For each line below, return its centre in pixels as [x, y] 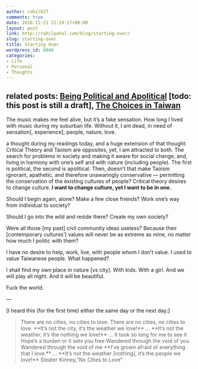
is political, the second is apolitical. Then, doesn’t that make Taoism [88, 169]
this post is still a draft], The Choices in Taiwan [93, 105]
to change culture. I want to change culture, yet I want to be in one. [89, 187]
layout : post [22, 28]
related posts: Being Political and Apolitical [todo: [99, 96]
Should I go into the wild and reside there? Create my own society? [88, 217]
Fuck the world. [25, 288]
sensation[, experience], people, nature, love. [61, 132]
